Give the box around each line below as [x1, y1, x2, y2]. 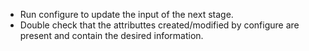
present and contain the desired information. [19, 30, 204, 41]
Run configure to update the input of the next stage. [19, 9, 234, 20]
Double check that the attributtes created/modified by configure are [19, 19, 300, 31]
